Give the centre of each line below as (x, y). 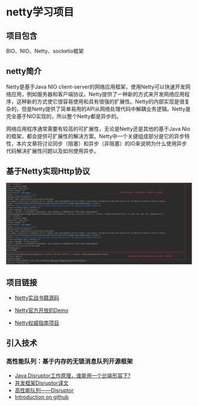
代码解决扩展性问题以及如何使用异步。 (52, 150)
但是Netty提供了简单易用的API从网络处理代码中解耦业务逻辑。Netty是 (106, 109)
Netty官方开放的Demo (42, 310)
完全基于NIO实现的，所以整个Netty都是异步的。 (64, 116)
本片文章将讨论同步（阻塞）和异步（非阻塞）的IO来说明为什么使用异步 (102, 143)
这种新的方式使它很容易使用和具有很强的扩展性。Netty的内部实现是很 (100, 102)
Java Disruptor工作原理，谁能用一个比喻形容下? (72, 375)
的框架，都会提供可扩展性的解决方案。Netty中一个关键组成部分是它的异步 (95, 136)
